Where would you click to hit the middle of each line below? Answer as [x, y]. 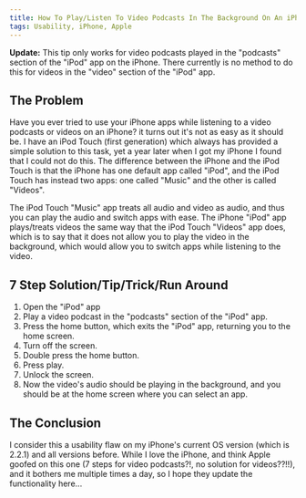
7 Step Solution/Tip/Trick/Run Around [119, 285]
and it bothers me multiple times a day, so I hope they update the [131, 473]
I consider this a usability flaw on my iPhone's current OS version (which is [149, 444]
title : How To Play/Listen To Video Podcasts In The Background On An [146, 18]
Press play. [43, 365]
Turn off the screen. [60, 346]
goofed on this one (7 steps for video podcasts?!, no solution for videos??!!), [153, 464]
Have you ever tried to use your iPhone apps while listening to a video [140, 122]
